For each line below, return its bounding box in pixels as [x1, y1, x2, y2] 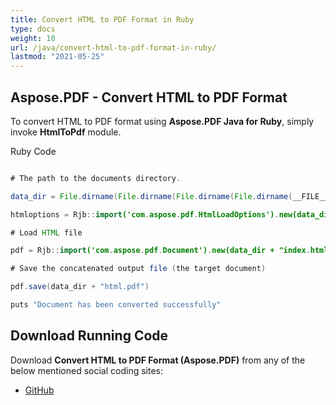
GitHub [24, 384, 55, 396]
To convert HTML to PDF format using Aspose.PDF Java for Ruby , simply [10, 115, 315, 127]
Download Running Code [10, 327, 169, 345]
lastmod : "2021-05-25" [10, 52, 105, 62]
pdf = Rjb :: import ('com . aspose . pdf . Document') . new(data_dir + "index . [10, 246, 311, 256]
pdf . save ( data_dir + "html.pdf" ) [10, 282, 150, 292]
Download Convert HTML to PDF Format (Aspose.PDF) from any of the [10, 354, 306, 366]
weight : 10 [10, 33, 56, 43]
